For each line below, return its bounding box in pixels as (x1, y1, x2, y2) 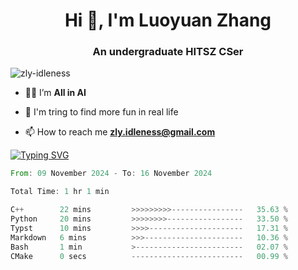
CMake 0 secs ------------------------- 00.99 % (10, 251, 288, 261)
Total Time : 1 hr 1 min (10, 187, 110, 197)
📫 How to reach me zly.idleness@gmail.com (24, 126, 216, 138)
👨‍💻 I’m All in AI (24, 87, 87, 99)
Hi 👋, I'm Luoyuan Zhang (64, 9, 272, 32)
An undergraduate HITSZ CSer (92, 45, 244, 59)
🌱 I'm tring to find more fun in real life (24, 106, 179, 118)
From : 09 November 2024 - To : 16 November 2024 (10, 169, 213, 179)
